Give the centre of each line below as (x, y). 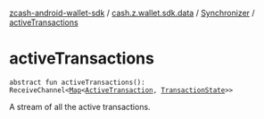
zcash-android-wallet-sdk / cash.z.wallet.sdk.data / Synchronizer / (132, 13)
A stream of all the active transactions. (80, 106)
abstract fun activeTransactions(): (77, 82)
